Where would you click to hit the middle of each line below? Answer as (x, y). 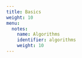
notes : (20, 29)
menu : (13, 23)
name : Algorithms (39, 34)
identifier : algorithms (47, 40)
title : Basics (24, 12)
